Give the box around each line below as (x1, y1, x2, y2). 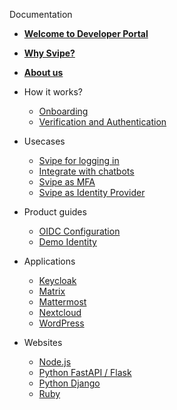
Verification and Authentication (38, 116, 167, 128)
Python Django (38, 377, 101, 389)
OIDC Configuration (38, 225, 121, 237)
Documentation (9, 9, 73, 20)
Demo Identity (38, 236, 97, 248)
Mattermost (38, 296, 87, 308)
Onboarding (38, 105, 89, 117)
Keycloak (38, 275, 77, 286)
